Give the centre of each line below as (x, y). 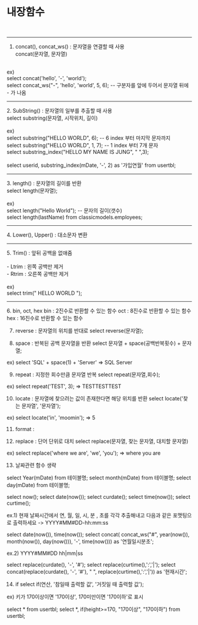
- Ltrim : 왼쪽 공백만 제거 (35, 267)
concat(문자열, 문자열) (41, 54)
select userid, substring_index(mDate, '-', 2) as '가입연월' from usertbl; (91, 165)
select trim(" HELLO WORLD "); (45, 293)
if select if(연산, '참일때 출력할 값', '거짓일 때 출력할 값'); (80, 584)
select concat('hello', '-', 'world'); (47, 78)
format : (25, 429)
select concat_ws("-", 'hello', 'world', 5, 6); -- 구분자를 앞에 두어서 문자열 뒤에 (98, 85)
